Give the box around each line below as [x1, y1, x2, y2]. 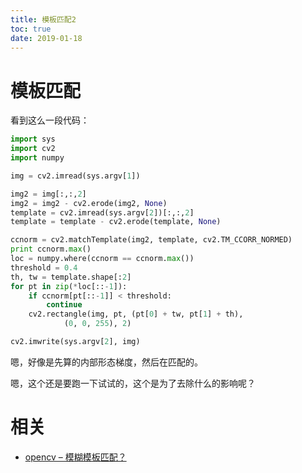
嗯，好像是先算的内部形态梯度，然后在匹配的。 [10, 356, 203, 368]
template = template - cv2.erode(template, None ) [10, 217, 222, 227]
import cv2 [10, 144, 56, 154]
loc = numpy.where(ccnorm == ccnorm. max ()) [10, 254, 195, 264]
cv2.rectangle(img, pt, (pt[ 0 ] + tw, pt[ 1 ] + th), [28, 309, 244, 320]
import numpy [10, 153, 65, 163]
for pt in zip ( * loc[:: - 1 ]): [10, 281, 128, 291]
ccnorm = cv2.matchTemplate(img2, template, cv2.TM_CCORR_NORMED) [10, 235, 293, 245]
